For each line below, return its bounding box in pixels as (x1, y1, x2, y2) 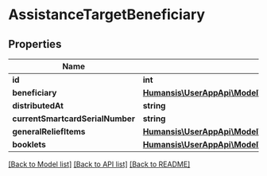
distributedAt (12, 100, 64, 111)
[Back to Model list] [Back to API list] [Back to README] (8, 159, 191, 169)
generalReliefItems (12, 126, 86, 137)
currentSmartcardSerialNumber (12, 113, 135, 124)
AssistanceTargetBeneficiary (8, 6, 205, 24)
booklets (12, 139, 46, 150)
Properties (8, 37, 62, 51)
